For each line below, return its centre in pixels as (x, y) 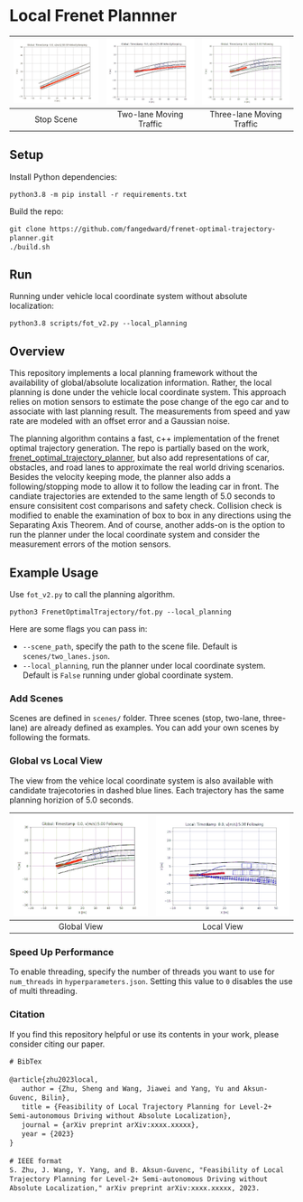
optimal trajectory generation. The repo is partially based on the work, (139, 448)
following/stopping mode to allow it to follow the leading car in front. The (144, 487)
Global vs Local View (56, 761)
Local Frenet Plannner (93, 16)
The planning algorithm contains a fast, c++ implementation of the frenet (144, 438)
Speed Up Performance (62, 953)
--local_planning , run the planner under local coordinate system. (144, 666)
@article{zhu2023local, (54, 1080)
